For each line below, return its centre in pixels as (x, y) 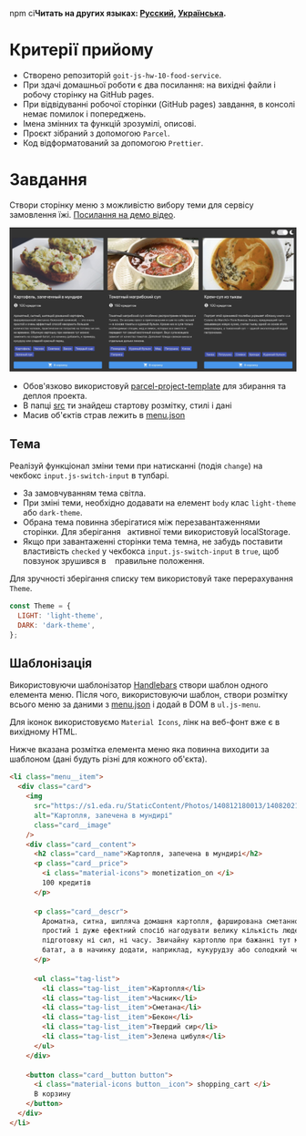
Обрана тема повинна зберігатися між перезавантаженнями (141, 522)
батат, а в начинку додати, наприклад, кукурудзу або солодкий (164, 950)
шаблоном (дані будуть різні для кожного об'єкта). (108, 759)
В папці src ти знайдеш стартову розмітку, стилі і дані (127, 405)
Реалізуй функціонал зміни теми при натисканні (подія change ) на (136, 466)
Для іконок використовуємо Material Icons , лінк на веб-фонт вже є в (145, 722)
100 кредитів (67, 883)
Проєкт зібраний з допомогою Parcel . (96, 133)
